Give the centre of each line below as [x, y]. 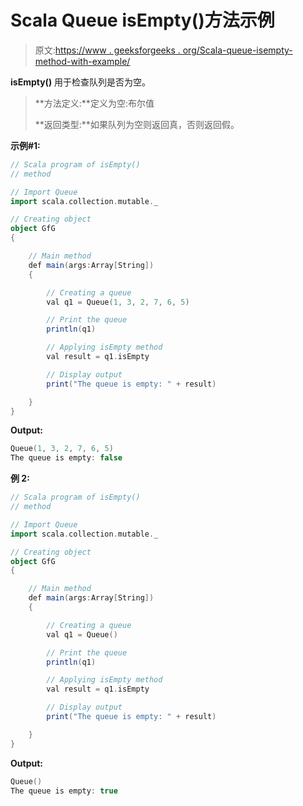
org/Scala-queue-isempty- [237, 50]
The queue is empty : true [64, 791]
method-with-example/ [82, 61]
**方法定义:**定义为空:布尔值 [94, 103]
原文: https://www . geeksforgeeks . [107, 50]
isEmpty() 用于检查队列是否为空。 [81, 82]
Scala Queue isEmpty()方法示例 [142, 20]
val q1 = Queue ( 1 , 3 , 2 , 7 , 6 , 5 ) [118, 302]
